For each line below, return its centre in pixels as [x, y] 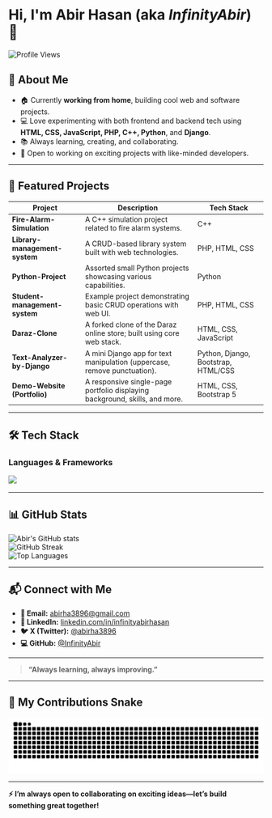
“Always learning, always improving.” [93, 669]
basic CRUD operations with [132, 305]
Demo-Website [38, 386]
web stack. [103, 342]
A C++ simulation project [126, 219]
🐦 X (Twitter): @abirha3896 [68, 631]
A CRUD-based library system [136, 244]
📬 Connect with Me [60, 589]
